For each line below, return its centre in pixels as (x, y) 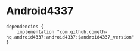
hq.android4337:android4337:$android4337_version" (70, 37)
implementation (36, 32)
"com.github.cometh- (83, 32)
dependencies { (25, 27)
